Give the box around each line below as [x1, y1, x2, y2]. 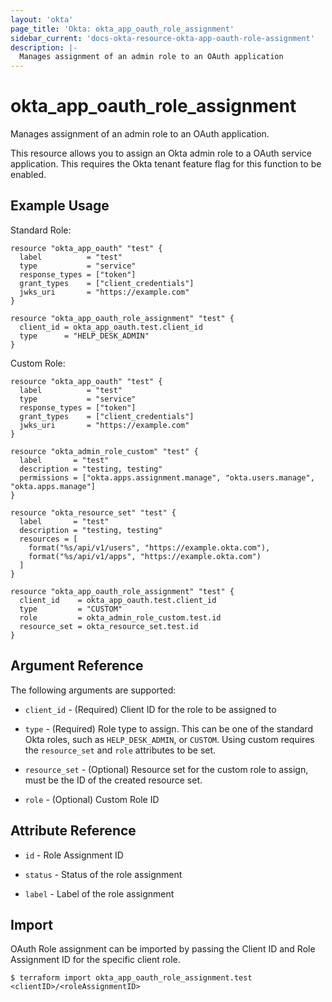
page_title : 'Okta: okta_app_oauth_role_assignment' [10, 24, 235, 34]
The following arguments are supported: [10, 684, 177, 696]
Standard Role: [10, 224, 72, 236]
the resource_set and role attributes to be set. [24, 744, 217, 756]
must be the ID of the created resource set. [24, 774, 203, 786]
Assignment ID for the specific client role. [10, 954, 181, 966]
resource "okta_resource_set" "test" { [10, 507, 177, 518]
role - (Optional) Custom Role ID [24, 793, 160, 805]
